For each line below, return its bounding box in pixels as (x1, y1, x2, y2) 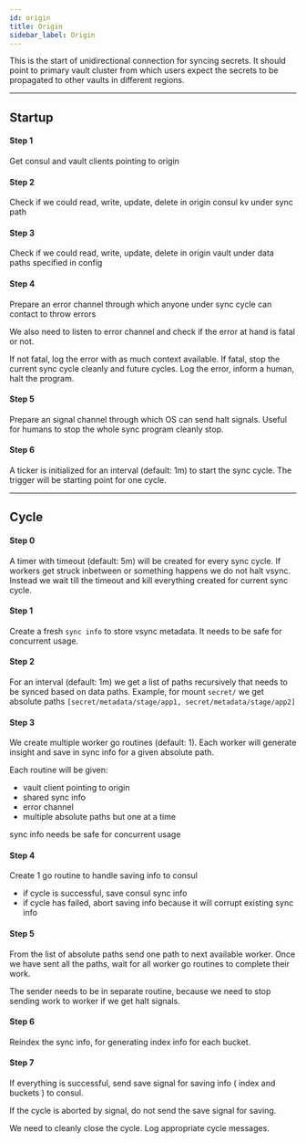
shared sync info (22, 792, 87, 803)
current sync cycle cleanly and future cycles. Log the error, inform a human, (9, 362, 294, 374)
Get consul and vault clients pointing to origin (9, 155, 180, 166)
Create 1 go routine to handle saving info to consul (9, 870, 199, 881)
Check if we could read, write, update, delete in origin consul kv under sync (9, 197, 294, 208)
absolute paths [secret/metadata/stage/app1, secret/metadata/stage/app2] (9, 696, 296, 707)
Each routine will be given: (9, 764, 108, 776)
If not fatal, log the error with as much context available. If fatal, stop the (9, 353, 280, 364)
